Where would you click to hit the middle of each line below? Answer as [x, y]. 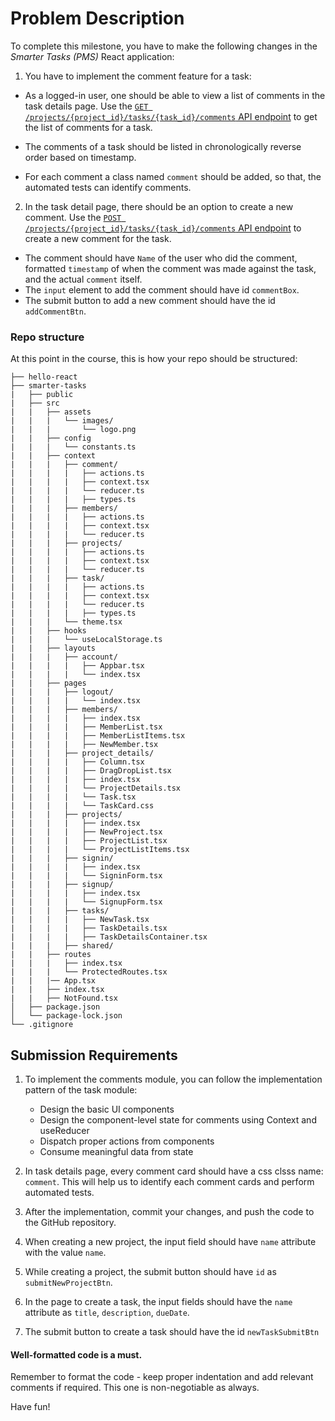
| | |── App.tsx [53, 981]
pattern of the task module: [81, 1090]
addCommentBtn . [55, 311]
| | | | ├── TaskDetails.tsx [89, 928]
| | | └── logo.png [73, 430]
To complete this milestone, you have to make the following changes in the [164, 46]
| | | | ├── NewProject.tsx [86, 832]
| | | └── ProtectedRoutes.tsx [89, 972]
